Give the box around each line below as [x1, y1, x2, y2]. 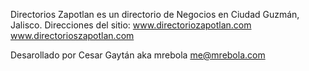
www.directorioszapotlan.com [10, 30, 135, 41]
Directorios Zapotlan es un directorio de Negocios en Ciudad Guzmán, [10, 9, 300, 20]
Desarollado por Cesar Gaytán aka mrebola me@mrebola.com [10, 49, 266, 61]
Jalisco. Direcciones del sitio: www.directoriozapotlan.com [10, 19, 252, 31]
